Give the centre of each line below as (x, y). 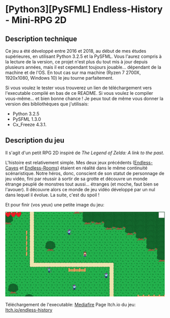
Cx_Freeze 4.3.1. (30, 125)
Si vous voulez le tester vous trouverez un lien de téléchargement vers (78, 88)
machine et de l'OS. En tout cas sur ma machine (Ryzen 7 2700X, (73, 73)
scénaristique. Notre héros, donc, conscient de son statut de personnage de (85, 173)
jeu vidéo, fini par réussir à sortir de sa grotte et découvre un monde (76, 179)
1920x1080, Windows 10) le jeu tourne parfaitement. (59, 78)
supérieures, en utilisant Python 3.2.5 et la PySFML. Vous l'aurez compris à (83, 56)
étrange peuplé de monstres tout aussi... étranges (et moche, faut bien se (82, 184)
